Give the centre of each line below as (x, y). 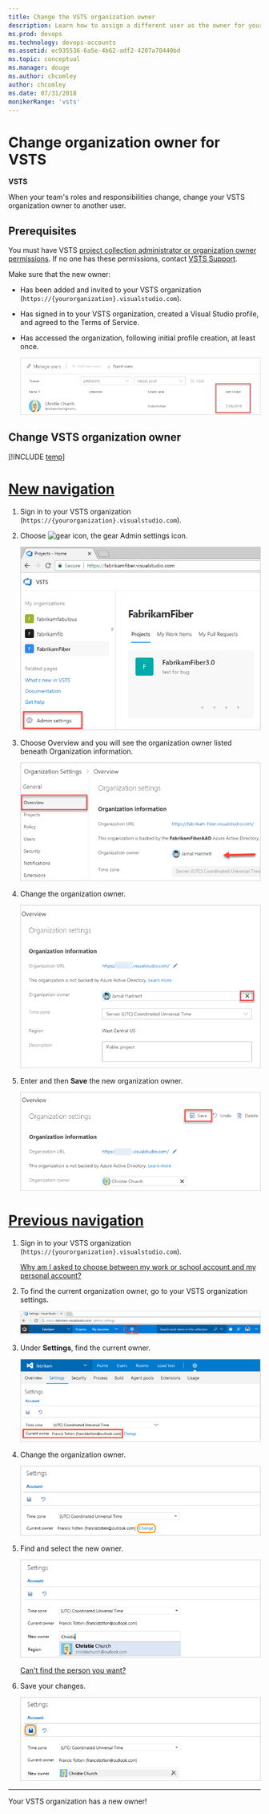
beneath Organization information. (76, 751)
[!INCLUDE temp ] (37, 457)
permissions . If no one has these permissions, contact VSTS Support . (123, 259)
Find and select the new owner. (72, 1548)
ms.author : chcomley (43, 76)
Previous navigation (76, 1221)
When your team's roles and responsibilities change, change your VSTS (127, 197)
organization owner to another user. (67, 205)
